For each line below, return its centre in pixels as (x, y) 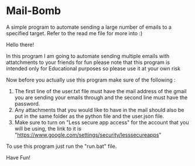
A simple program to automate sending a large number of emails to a (89, 27)
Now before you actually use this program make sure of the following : (91, 80)
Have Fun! (18, 157)
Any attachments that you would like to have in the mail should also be (99, 110)
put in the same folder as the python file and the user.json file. (89, 116)
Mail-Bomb (34, 11)
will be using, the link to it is (48, 128)
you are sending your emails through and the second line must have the (101, 97)
